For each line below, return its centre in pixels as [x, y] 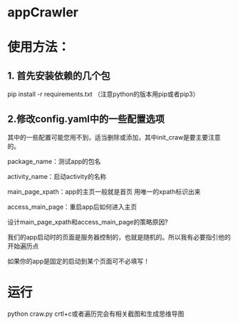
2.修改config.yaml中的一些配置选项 [86, 119]
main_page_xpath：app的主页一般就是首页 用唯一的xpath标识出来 [104, 192]
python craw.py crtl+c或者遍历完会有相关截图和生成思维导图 [96, 314]
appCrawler [43, 12]
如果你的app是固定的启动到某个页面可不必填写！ [79, 261]
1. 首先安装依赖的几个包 [59, 76]
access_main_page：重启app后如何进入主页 [72, 207]
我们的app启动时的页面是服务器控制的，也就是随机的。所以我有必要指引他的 [119, 237]
